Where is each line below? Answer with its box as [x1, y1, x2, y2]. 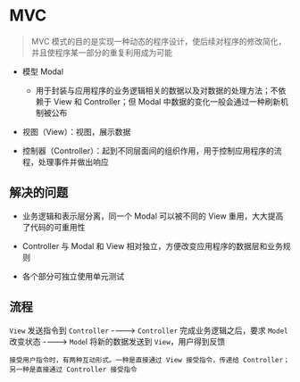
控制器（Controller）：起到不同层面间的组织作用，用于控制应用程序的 [21, 145, 274, 156]
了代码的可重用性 [21, 221, 86, 232]
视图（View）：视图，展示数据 [21, 126, 131, 137]
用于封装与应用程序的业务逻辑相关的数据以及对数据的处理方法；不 [35, 85, 279, 95]
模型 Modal [21, 66, 64, 77]
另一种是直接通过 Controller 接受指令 [9, 365, 137, 374]
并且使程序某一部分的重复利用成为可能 [30, 46, 172, 58]
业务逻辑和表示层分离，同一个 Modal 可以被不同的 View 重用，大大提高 [21, 211, 284, 221]
